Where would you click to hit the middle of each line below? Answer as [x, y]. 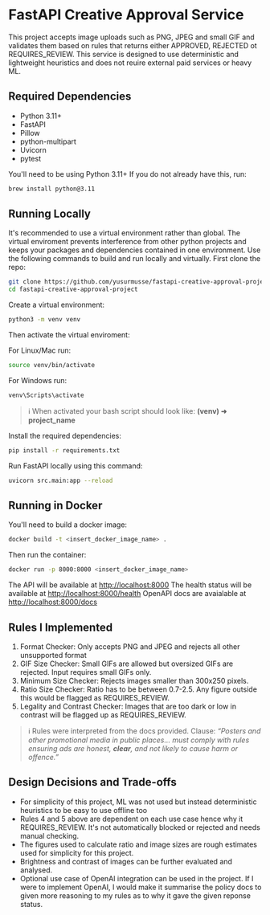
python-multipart [48, 141]
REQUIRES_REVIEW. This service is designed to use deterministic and [124, 54]
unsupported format [53, 655]
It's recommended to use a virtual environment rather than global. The [125, 233]
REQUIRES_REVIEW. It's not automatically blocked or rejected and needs [140, 827]
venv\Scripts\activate [46, 395]
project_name [52, 420]
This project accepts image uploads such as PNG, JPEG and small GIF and [131, 37]
